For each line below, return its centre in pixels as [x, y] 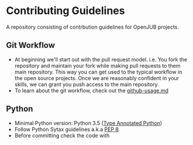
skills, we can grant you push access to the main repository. [87, 84]
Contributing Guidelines [66, 11]
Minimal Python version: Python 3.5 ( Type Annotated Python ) [88, 123]
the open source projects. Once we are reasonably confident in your [97, 78]
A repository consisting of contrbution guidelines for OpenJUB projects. [93, 27]
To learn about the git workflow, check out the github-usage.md [91, 90]
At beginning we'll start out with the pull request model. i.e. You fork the [101, 59]
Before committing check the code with [62, 135]
